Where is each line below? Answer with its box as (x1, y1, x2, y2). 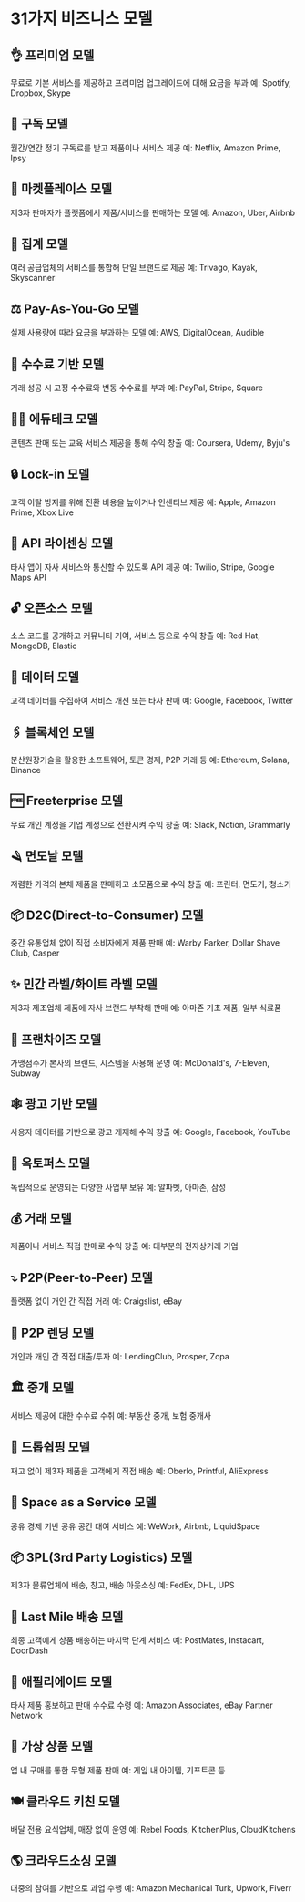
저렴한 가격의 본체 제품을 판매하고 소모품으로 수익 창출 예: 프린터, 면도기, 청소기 (10, 878, 292, 889)
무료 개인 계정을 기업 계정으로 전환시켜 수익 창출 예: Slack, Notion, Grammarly (10, 819, 290, 830)
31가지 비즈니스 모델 (10, 8, 153, 29)
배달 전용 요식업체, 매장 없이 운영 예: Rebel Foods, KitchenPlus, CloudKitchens (10, 1824, 296, 1835)
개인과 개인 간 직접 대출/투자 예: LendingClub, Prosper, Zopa (10, 1351, 230, 1362)
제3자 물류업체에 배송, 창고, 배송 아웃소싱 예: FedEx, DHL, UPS (10, 1579, 235, 1591)
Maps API (10, 572, 46, 583)
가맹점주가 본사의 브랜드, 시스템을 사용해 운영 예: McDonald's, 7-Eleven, (10, 1058, 270, 1068)
